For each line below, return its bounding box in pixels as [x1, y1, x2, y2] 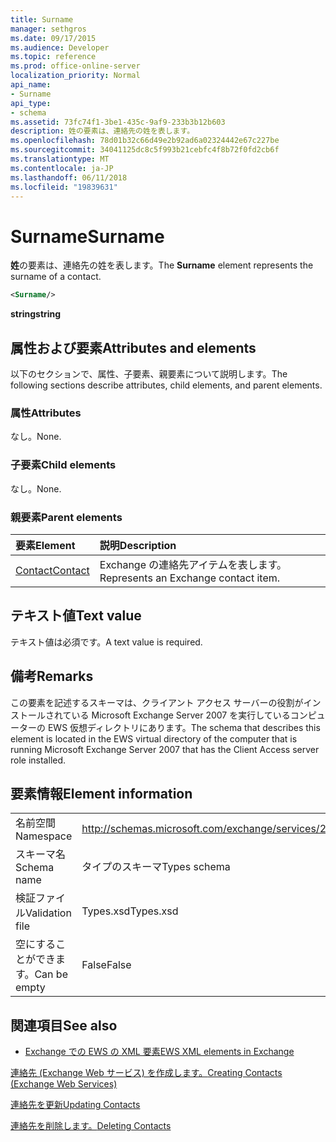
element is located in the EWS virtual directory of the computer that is [10, 732, 298, 745]
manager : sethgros [10, 24, 87, 34]
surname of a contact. [10, 271, 102, 283]
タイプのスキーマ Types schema [81, 860, 231, 874]
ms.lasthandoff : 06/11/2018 [10, 172, 128, 183]
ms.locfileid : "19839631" [10, 182, 118, 192]
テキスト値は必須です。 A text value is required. [10, 636, 203, 648]
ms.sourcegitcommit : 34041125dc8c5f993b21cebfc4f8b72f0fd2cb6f [10, 145, 280, 155]
